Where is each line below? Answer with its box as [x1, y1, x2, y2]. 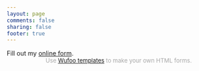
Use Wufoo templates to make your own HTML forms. [45, 57, 193, 65]
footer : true [6, 30, 45, 37]
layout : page [6, 10, 45, 18]
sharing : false [6, 23, 52, 30]
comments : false [6, 17, 55, 24]
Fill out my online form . [6, 49, 74, 58]
